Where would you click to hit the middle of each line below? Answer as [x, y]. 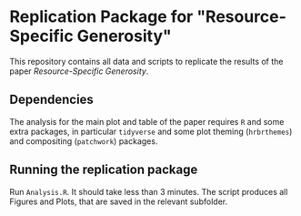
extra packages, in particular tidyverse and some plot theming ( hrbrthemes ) [151, 131]
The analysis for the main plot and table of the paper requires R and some [147, 121]
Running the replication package [104, 170]
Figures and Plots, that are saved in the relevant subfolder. [119, 201]
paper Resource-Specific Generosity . [79, 71]
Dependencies [51, 100]
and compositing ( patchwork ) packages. [84, 141]
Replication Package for [101, 17]
